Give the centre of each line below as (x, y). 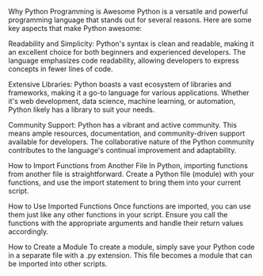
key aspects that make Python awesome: (75, 28)
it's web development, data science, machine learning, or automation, (122, 101)
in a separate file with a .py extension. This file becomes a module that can (130, 255)
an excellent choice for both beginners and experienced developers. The (127, 52)
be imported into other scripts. (58, 264)
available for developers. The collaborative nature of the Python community (131, 142)
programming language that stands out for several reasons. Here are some (130, 20)
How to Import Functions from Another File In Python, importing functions (128, 165)
